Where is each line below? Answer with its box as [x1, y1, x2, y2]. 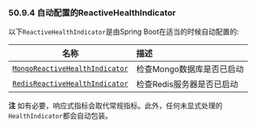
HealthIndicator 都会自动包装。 [8, 111, 113, 121]
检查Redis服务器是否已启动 [136, 79, 238, 90]
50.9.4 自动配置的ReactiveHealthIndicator [8, 6, 176, 18]
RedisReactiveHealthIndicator [12, 79, 129, 89]
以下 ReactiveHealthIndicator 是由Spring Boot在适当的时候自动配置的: [8, 27, 240, 37]
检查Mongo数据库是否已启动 [136, 64, 245, 75]
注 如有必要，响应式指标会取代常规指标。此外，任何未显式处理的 [8, 101, 223, 110]
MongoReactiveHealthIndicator [12, 64, 129, 73]
